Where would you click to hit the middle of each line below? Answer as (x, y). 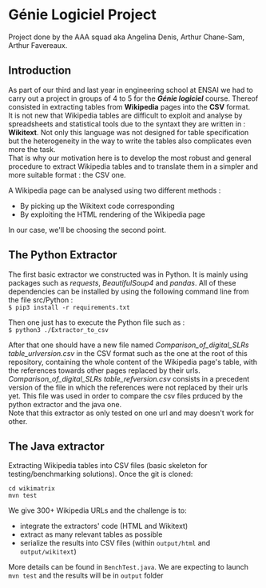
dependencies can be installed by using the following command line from (129, 291)
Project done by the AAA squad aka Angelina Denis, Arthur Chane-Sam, (127, 37)
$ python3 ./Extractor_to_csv (59, 330)
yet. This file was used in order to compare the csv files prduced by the (126, 396)
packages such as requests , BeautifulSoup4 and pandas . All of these (122, 282)
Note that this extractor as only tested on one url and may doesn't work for (131, 413)
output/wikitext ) (48, 552)
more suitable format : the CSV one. (67, 174)
